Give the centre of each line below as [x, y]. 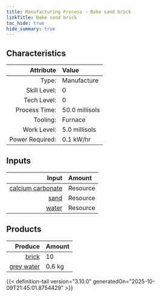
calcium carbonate [36, 188]
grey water [25, 266]
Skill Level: [41, 90]
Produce [28, 246]
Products [24, 230]
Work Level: [39, 129]
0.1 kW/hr [76, 140]
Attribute [43, 70]
